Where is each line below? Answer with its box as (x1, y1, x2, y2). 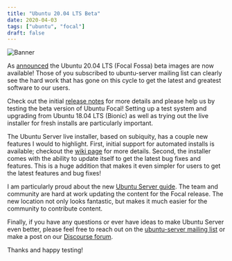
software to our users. (7, 84, 71, 92)
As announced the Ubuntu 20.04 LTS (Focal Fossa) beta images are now (7, 61, 215, 70)
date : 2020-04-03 (7, 17, 57, 23)
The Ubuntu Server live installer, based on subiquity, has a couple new (7, 133, 208, 141)
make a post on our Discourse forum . (7, 233, 114, 241)
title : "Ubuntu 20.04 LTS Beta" (7, 10, 100, 17)
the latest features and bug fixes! (7, 169, 102, 177)
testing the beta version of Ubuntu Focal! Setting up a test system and (7, 104, 207, 113)
